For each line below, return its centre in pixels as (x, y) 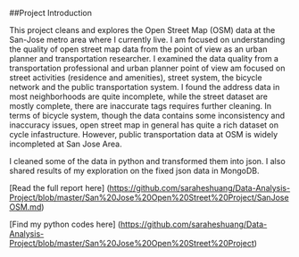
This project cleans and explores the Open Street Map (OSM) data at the (142, 30)
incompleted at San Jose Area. (66, 144)
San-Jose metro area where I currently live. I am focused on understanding (147, 40)
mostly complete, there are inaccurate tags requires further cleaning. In (141, 106)
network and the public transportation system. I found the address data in (145, 87)
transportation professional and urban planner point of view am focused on (147, 68)
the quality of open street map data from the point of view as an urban (138, 49)
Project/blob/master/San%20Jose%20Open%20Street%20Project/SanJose (149, 197)
